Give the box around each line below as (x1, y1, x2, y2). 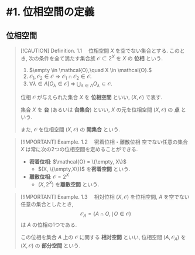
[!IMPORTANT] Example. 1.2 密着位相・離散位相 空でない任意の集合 (20, 138, 189, 145)
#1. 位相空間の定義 (6, 5, 95, 19)
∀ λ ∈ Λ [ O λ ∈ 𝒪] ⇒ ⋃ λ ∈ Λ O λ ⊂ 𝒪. (29, 80, 112, 89)
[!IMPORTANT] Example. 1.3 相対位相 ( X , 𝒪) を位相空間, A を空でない (20, 193, 190, 200)
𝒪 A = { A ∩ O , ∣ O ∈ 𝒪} (80, 210, 132, 219)
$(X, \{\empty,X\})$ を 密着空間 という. (37, 165, 131, 173)
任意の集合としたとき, (20, 200, 74, 208)
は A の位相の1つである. (20, 221, 77, 229)
